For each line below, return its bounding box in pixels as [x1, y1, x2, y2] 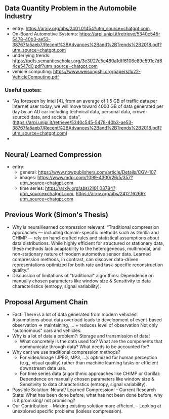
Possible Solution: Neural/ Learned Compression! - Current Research [12, 387, 156, 393]
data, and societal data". [30, 114, 81, 120]
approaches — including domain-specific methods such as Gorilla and [12, 229, 159, 235]
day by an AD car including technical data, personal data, [12, 109, 132, 115]
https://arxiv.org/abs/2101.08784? [45, 185, 116, 191]
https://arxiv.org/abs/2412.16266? [75, 190, 146, 196]
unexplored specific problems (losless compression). [12, 408, 123, 414]
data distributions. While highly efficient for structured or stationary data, [12, 240, 164, 246]
